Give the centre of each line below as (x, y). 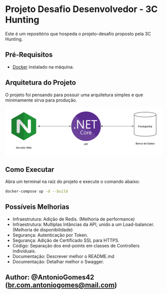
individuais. (24, 251)
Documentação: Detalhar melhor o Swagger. (58, 261)
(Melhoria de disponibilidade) (42, 229)
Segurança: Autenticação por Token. (50, 235)
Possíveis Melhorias (37, 207)
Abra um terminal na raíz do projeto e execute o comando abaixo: (72, 181)
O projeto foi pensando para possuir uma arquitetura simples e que (74, 95)
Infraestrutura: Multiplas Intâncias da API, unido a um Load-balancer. (83, 224)
